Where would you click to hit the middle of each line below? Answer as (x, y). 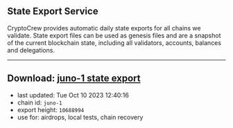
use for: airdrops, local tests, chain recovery (80, 117)
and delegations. (31, 50)
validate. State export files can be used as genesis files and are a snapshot (114, 35)
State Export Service (53, 11)
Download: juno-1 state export (74, 79)
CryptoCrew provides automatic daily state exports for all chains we (104, 28)
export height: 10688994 (51, 109)
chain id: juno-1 (40, 102)
